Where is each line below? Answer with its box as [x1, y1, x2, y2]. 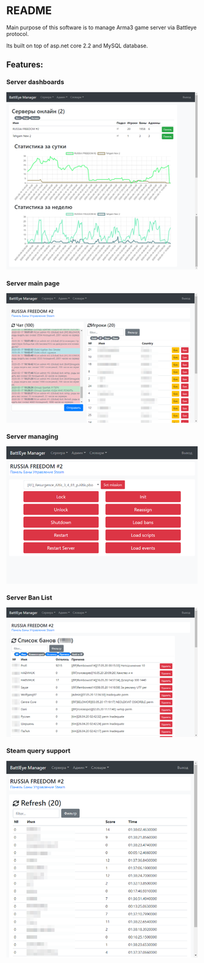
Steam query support [6, 747, 71, 755]
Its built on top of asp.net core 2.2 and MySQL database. [6, 42, 148, 49]
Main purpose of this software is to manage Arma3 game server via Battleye [6, 24, 197, 31]
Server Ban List [6, 593, 53, 602]
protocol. [6, 30, 29, 37]
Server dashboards [6, 78, 65, 86]
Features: [6, 60, 44, 70]
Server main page [6, 279, 60, 288]
